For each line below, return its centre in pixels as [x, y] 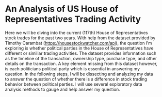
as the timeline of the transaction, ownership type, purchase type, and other [81, 58]
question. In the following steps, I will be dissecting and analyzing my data [79, 74]
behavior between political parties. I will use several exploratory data [73, 84]
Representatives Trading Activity [73, 19]
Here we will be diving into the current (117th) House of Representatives [77, 32]
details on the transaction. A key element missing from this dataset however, [81, 64]
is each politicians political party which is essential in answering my [73, 68]
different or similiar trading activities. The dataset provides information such [81, 53]
